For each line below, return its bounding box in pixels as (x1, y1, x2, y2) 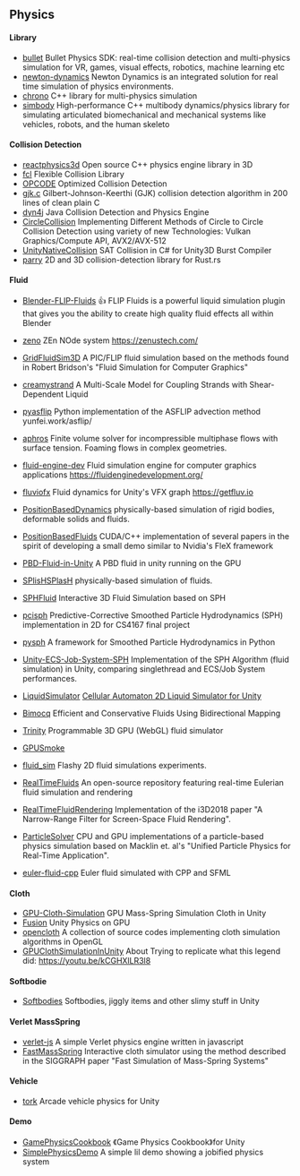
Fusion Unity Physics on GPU (21, 917, 131, 928)
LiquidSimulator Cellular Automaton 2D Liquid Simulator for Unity (21, 691, 262, 701)
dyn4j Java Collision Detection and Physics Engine (21, 206, 210, 218)
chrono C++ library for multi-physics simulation (21, 90, 198, 101)
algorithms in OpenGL (21, 936, 103, 948)
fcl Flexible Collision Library (21, 168, 125, 179)
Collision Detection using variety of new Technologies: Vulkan (21, 226, 252, 236)
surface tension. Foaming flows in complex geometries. (21, 442, 227, 453)
